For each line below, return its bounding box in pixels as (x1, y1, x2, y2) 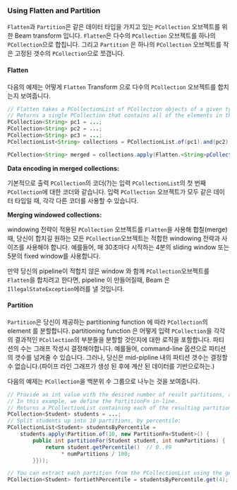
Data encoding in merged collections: (7, 164, 120, 172)
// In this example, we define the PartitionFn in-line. (7, 397, 178, 405)
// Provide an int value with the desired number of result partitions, (7, 391, 226, 398)
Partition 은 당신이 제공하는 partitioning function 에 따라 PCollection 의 (7, 317, 208, 326)
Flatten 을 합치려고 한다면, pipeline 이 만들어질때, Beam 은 (7, 275, 171, 284)
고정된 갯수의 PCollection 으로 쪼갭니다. (14, 49, 125, 58)
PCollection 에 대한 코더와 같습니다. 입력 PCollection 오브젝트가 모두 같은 (7, 187, 212, 196)
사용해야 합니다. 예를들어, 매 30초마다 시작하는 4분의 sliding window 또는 (25, 243, 230, 251)
